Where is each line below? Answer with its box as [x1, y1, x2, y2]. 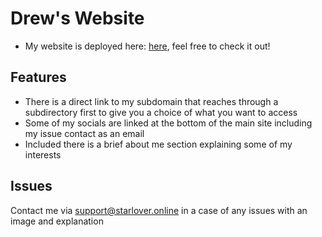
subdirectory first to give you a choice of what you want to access [24, 106, 298, 118]
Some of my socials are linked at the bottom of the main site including [24, 117, 313, 129]
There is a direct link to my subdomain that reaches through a [24, 95, 279, 107]
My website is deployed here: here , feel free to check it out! [24, 40, 271, 52]
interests [24, 148, 62, 161]
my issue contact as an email [24, 127, 145, 139]
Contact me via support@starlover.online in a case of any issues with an [10, 204, 308, 216]
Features [10, 69, 67, 86]
